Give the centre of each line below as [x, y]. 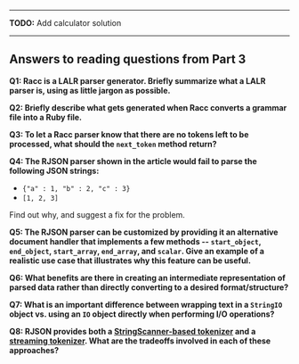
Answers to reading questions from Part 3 [128, 59]
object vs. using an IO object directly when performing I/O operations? [142, 314]
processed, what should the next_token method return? [113, 144]
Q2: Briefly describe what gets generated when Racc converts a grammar [148, 107]
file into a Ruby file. [46, 117]
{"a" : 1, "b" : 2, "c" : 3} [76, 188]
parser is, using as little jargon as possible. [90, 90]
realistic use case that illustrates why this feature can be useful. [130, 261]
